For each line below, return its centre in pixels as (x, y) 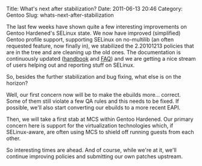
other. (14, 138)
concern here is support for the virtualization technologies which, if (90, 125)
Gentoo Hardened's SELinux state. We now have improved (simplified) (93, 33)
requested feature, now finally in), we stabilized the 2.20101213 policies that (100, 46)
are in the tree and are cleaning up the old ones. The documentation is (93, 52)
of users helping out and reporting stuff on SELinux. (71, 65)
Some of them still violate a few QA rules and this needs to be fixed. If (93, 101)
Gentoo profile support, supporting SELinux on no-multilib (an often (90, 39)
